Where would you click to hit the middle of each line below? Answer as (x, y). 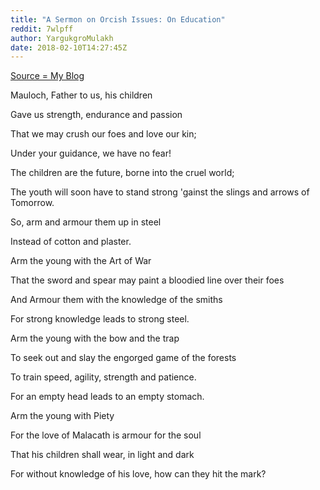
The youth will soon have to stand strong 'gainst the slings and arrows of (160, 192)
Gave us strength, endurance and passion (96, 115)
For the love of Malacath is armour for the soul (106, 435)
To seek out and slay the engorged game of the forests (123, 358)
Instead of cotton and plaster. (71, 242)
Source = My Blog (47, 76)
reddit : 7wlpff (42, 29)
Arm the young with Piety (62, 416)
